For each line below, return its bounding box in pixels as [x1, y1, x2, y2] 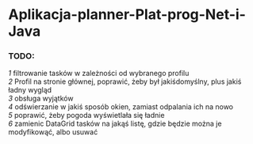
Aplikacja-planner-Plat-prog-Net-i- [8, 6, 246, 24]
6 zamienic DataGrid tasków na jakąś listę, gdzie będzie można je [8, 119, 222, 128]
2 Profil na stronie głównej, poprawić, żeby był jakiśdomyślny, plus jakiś [8, 77, 242, 86]
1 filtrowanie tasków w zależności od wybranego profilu [8, 69, 190, 78]
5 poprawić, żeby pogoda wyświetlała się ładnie [8, 111, 165, 120]
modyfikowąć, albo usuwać [8, 127, 98, 137]
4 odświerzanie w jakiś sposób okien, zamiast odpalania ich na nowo [8, 102, 234, 112]
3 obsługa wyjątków [8, 93, 74, 104]
